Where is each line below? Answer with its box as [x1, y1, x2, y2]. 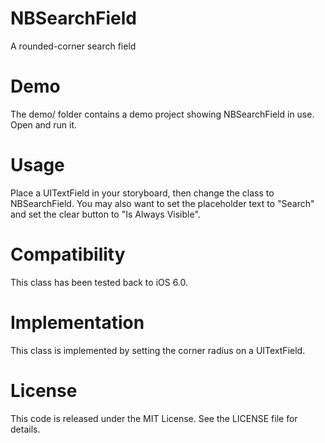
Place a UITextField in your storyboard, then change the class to [10, 187, 275, 199]
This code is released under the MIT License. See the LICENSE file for [10, 412, 298, 424]
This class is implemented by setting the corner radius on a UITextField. [10, 344, 306, 356]
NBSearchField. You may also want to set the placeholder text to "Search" [10, 197, 315, 209]
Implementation [10, 311, 145, 334]
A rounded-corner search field [10, 40, 137, 52]
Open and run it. [10, 118, 78, 131]
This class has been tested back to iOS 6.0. [10, 276, 189, 288]
